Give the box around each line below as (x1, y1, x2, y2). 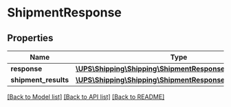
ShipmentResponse (7, 5, 122, 21)
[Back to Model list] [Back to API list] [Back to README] (7, 93, 165, 101)
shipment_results (10, 75, 69, 84)
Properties (7, 32, 54, 44)
